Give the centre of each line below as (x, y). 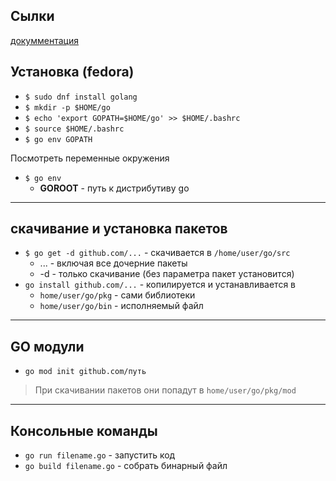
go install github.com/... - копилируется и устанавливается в (160, 285)
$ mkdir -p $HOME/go (67, 107)
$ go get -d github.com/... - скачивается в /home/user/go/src (157, 253)
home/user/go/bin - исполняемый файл (121, 306)
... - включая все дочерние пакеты (113, 263)
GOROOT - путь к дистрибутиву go (114, 188)
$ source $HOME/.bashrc (74, 129)
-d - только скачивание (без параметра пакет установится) (167, 274)
